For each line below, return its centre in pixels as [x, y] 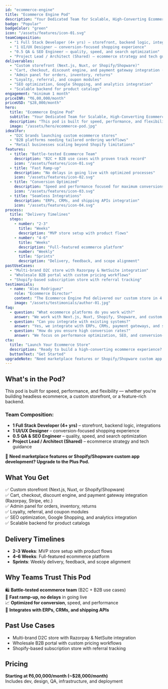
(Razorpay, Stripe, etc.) [29, 501]
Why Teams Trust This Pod [48, 578]
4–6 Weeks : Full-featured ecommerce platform [61, 556]
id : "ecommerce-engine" [30, 10]
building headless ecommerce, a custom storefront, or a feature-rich [76, 396]
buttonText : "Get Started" [38, 354]
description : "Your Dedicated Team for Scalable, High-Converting [76, 19]
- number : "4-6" [31, 238]
